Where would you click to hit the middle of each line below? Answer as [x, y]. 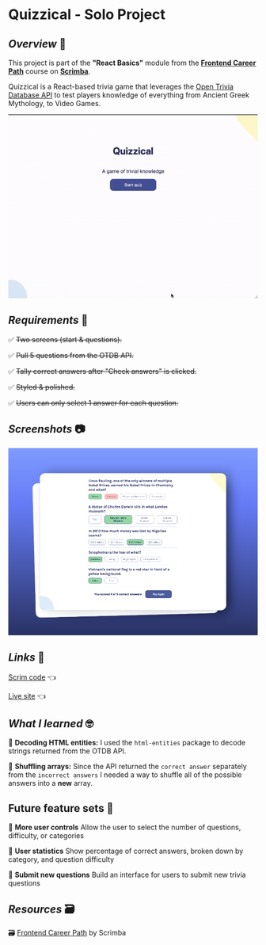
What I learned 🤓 [51, 724]
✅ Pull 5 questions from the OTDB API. [71, 355]
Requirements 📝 [48, 320]
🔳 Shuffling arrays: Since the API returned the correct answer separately [127, 767]
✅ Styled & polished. [42, 387]
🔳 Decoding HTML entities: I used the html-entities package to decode [127, 743]
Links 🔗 [27, 658]
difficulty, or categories [46, 836]
